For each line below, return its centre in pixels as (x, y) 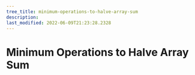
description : (22, 17)
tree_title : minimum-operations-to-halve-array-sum (72, 12)
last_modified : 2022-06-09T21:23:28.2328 (59, 23)
